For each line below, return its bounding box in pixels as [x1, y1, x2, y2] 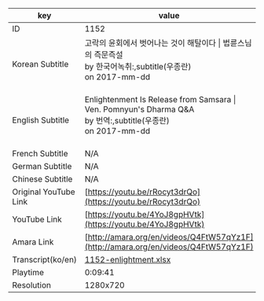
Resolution [12, 280, 51, 290]
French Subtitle [12, 149, 68, 159]
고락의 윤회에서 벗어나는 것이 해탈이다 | [84, 38, 222, 48]
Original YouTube [12, 186, 76, 197]
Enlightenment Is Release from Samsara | [84, 94, 236, 105]
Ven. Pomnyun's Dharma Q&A [84, 104, 195, 115]
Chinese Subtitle [12, 174, 73, 184]
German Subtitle [12, 161, 72, 171]
